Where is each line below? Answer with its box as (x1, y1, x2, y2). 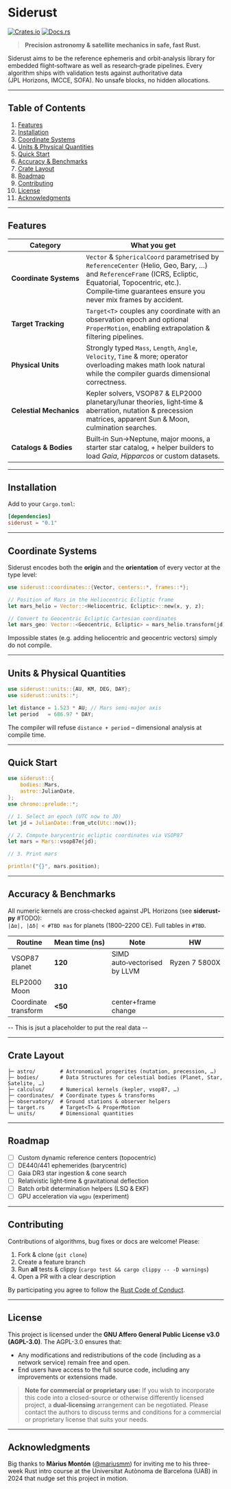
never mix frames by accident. (86, 295, 184, 304)
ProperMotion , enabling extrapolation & (86, 323, 210, 332)
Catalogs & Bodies (11, 442, 73, 452)
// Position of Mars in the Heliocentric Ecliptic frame (8, 596, 174, 603)
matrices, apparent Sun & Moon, (86, 414, 190, 424)
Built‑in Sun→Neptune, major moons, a (86, 434, 211, 444)
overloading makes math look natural (86, 360, 205, 370)
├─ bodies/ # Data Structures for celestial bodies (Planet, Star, (8, 1073, 223, 1081)
